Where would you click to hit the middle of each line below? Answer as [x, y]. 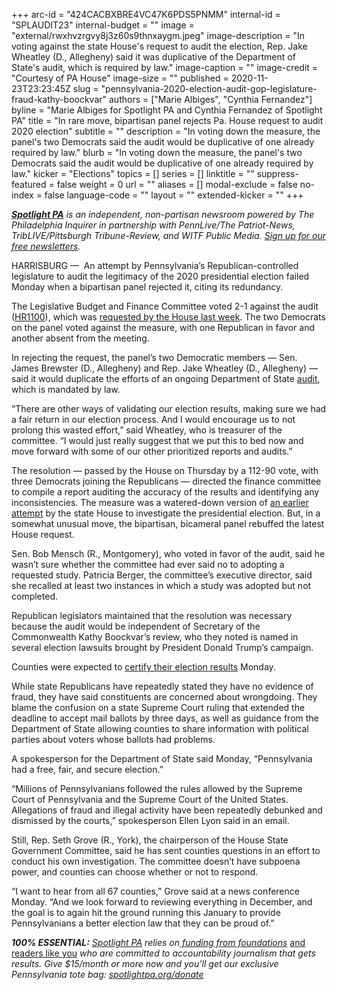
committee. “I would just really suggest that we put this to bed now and [157, 440]
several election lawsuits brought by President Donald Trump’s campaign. [162, 647]
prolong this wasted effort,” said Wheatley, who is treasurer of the [147, 430]
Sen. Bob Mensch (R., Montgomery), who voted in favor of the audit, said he [168, 553]
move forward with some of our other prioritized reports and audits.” [152, 451]
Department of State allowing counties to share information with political [160, 728]
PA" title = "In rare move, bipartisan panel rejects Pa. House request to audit [167, 120]
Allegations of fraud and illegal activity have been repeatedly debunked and [167, 810]
